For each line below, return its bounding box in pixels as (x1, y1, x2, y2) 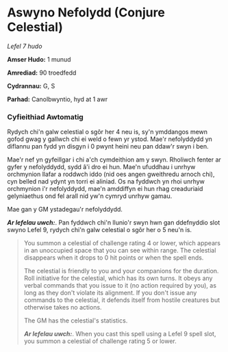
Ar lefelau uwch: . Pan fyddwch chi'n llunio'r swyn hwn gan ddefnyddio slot (7, 218, 220, 227)
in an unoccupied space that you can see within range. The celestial (23, 247, 216, 255)
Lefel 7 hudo (7, 42, 42, 50)
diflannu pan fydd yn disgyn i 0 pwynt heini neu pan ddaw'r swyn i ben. (7, 142, 209, 151)
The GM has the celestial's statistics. (23, 316, 128, 325)
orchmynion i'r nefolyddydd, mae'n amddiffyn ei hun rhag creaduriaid (7, 185, 203, 193)
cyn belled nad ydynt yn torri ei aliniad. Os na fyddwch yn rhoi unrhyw (7, 177, 205, 186)
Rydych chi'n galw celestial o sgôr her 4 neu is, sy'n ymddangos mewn (7, 128, 207, 136)
